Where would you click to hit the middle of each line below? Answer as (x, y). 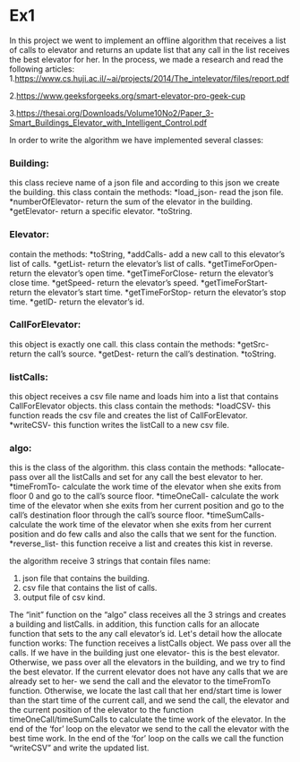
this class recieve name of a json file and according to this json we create (145, 183)
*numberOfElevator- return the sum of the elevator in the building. (131, 201)
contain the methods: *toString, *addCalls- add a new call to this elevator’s (147, 254)
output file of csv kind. (64, 597)
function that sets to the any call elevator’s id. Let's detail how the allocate (146, 634)
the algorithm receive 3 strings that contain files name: (110, 561)
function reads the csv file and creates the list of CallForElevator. (129, 415)
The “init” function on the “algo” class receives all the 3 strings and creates (148, 615)
